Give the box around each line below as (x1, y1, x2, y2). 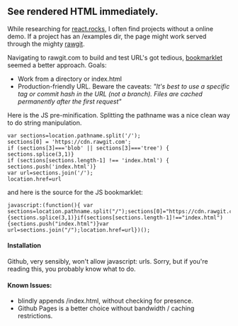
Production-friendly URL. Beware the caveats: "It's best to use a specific (17, 81, 230, 91)
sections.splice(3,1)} (7, 150, 74, 158)
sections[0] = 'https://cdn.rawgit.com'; (7, 138, 132, 145)
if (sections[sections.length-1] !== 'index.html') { (7, 157, 170, 164)
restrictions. (17, 312, 53, 320)
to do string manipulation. (7, 118, 82, 127)
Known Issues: (7, 281, 52, 289)
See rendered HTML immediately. (7, 6, 159, 18)
